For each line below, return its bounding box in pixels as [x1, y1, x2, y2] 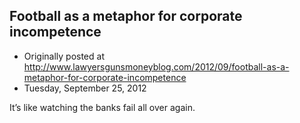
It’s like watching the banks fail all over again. [9, 101, 196, 113]
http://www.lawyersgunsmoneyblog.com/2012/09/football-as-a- [23, 60, 290, 73]
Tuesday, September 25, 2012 [23, 82, 147, 94]
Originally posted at [23, 50, 105, 62]
